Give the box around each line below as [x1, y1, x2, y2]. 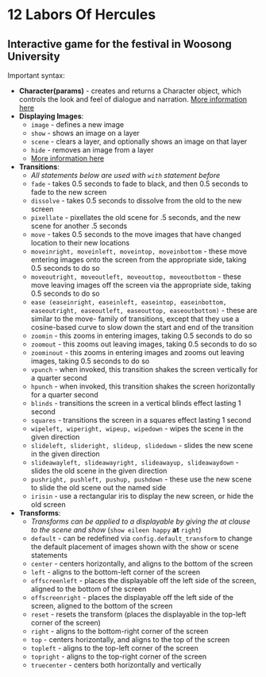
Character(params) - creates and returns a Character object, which [18, 86, 241, 95]
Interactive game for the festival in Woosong [7, 37, 232, 51]
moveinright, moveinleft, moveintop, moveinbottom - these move [30, 246, 248, 256]
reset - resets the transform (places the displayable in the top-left [30, 609, 247, 619]
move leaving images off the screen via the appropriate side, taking [30, 280, 252, 289]
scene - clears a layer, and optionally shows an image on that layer [30, 137, 248, 146]
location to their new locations [30, 238, 130, 247]
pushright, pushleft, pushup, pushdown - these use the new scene [30, 474, 252, 484]
